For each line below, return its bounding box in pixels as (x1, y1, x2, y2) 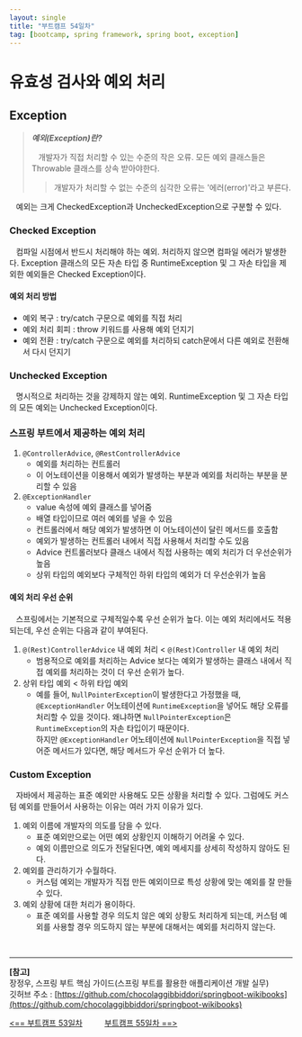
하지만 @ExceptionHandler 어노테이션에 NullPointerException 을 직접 (35, 734, 281, 744)
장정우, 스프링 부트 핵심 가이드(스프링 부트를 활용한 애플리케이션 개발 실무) (9, 978, 270, 988)
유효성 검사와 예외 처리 (9, 71, 166, 92)
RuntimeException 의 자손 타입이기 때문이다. (35, 722, 190, 734)
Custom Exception (9, 768, 92, 780)
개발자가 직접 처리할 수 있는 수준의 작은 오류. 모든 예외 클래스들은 (38, 152, 266, 163)
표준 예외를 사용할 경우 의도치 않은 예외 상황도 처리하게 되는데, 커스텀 (35, 910, 279, 921)
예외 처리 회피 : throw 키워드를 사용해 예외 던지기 (22, 323, 195, 334)
